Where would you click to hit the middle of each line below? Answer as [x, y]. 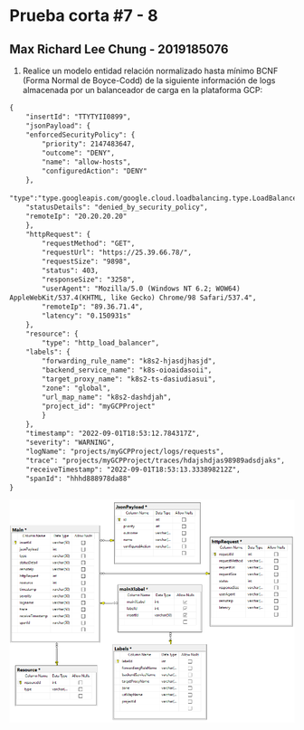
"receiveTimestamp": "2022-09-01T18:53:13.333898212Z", [133, 469]
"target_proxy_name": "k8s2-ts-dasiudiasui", [129, 379]
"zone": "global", [76, 388]
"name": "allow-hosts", [86, 162]
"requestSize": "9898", [86, 261]
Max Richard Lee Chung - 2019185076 [119, 49]
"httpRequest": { [58, 234]
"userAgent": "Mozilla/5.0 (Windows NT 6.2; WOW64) [142, 289]
